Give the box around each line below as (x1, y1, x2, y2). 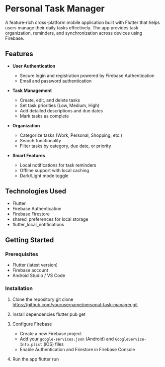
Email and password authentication (19, 78, 92, 84)
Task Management (12, 88, 52, 93)
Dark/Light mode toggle (19, 173, 69, 179)
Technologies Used (5, 187, 66, 195)
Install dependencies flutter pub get (12, 311, 86, 317)
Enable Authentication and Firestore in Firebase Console (19, 346, 135, 352)
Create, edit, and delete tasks (19, 97, 81, 103)
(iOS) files (43, 341, 64, 347)
